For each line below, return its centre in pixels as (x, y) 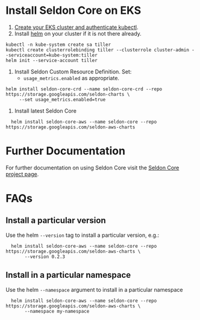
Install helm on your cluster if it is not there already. (78, 33)
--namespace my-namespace (57, 311)
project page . (22, 174)
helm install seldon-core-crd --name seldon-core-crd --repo (84, 89)
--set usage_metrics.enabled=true (62, 99)
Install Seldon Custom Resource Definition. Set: (73, 71)
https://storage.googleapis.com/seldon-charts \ (68, 94)
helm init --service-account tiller (52, 60)
